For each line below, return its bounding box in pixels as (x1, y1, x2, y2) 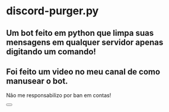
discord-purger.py (6, 4, 99, 18)
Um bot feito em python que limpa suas (6, 28, 154, 38)
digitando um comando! (6, 46, 97, 57)
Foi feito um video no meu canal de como (6, 67, 161, 77)
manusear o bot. (6, 76, 68, 86)
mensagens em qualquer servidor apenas (6, 37, 164, 47)
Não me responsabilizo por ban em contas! (6, 92, 111, 99)
